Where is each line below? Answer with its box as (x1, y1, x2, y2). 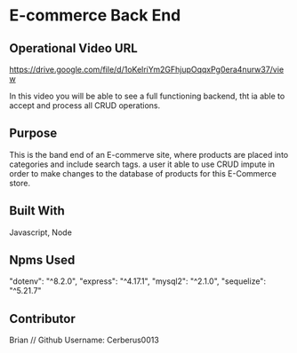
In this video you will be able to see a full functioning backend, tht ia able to (9, 90, 285, 101)
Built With (9, 203, 65, 218)
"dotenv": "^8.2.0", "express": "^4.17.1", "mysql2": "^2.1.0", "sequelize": (9, 276, 267, 286)
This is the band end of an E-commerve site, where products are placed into (9, 149, 289, 160)
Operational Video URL (9, 41, 138, 56)
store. (9, 177, 31, 188)
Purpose (9, 126, 58, 141)
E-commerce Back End (9, 5, 181, 26)
